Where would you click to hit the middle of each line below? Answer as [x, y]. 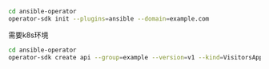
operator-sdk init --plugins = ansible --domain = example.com [109, 19]
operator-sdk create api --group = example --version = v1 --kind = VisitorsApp [136, 57]
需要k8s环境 [28, 35]
